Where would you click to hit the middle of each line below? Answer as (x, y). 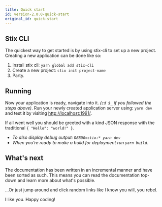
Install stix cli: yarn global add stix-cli (53, 65)
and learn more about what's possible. (56, 180)
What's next (24, 158)
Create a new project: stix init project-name (59, 70)
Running (18, 91)
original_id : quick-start (32, 19)
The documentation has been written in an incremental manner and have (79, 170)
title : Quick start (25, 10)
